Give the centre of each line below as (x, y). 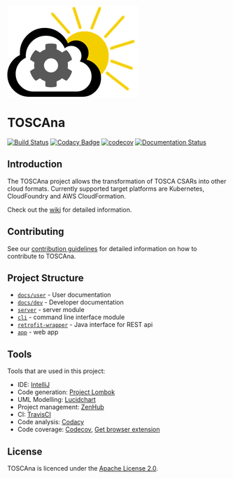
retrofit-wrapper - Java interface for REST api (85, 325)
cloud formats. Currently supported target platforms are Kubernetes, (106, 189)
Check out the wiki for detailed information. (70, 210)
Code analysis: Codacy (51, 422)
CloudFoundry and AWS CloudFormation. (66, 196)
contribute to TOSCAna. (42, 256)
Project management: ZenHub (61, 407)
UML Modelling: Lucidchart (56, 400)
